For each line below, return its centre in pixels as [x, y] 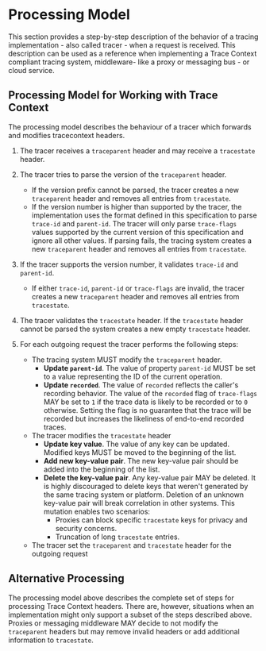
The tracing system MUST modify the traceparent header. [127, 360]
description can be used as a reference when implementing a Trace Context [133, 53]
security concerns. [86, 528]
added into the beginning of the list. [102, 469]
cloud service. [32, 70]
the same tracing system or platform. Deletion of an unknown [144, 495]
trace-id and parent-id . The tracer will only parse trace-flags [134, 223]
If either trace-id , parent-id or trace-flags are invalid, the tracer [138, 288]
